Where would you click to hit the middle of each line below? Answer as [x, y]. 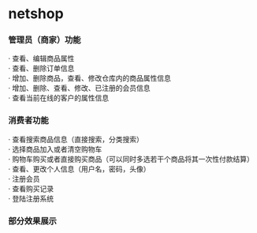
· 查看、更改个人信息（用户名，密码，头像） [79, 169]
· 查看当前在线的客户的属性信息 [58, 98]
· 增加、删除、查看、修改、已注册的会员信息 [79, 88]
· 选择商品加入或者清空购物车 [55, 149]
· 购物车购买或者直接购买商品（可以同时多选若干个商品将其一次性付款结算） [131, 159]
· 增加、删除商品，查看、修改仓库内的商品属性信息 [89, 78]
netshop [36, 14]
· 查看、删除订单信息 [41, 69]
